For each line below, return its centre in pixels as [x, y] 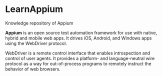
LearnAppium [34, 9]
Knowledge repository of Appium [39, 23]
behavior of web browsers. [33, 69]
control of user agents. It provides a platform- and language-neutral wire [80, 58]
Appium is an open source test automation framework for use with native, [81, 32]
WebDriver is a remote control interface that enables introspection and [78, 53]
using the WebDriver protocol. [36, 43]
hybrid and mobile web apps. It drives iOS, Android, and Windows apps [78, 38]
